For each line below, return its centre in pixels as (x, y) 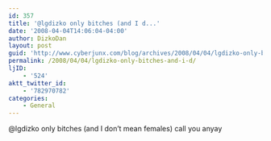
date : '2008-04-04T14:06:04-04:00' (68, 31)
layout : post (30, 46)
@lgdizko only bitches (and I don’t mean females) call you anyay (115, 129)
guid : (17, 53)
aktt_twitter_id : (38, 83)
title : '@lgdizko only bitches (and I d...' (84, 23)
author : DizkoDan (38, 38)
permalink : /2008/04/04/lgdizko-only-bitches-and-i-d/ (102, 61)
